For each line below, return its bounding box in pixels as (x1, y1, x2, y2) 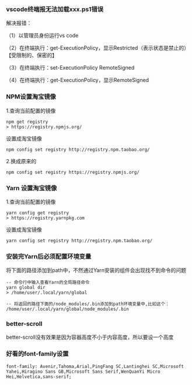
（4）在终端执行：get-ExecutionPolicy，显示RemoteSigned (6, 77, 149, 84)
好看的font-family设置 (6, 350, 69, 358)
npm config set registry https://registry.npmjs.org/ (6, 169, 140, 175)
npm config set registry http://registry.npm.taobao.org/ (6, 146, 150, 153)
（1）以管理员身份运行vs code (6, 32, 79, 39)
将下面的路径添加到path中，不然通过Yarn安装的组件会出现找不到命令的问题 (6, 267, 187, 274)
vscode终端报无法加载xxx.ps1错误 (6, 5, 104, 13)
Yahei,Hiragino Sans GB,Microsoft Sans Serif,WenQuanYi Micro (6, 369, 160, 374)
